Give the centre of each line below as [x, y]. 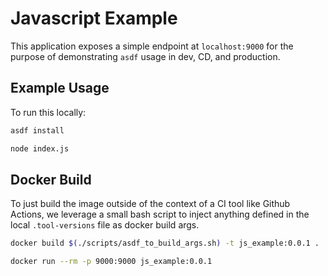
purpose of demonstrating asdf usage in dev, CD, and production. [145, 56]
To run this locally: [48, 112]
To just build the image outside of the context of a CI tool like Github [150, 204]
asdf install [37, 130]
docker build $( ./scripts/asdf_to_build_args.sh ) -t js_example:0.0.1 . [165, 243]
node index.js [40, 148]
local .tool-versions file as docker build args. [105, 225]
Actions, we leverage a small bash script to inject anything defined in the [160, 214]
